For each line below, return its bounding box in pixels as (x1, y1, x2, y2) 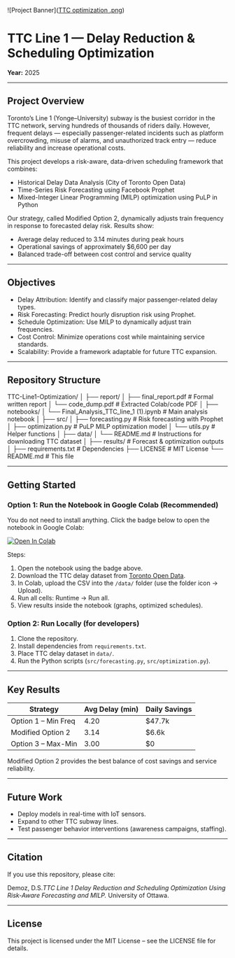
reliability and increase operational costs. (7, 143, 126, 152)
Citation (7, 852, 43, 864)
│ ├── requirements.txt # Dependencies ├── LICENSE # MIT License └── (7, 444, 224, 453)
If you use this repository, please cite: (7, 870, 115, 878)
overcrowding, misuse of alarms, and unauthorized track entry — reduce (7, 136, 217, 144)
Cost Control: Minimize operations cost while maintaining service (17, 332, 205, 341)
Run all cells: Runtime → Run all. (17, 594, 110, 603)
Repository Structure (7, 374, 101, 386)
